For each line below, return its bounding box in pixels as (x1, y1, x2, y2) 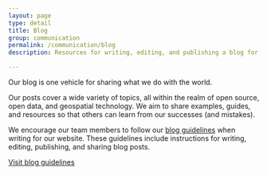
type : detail (8, 19, 52, 27)
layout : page (8, 11, 52, 20)
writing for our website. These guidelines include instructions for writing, (8, 134, 247, 143)
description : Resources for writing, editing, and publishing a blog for (8, 49, 259, 56)
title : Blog (8, 26, 48, 34)
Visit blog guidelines (8, 157, 75, 167)
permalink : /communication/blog (8, 41, 116, 49)
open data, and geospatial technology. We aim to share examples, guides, (8, 101, 251, 111)
